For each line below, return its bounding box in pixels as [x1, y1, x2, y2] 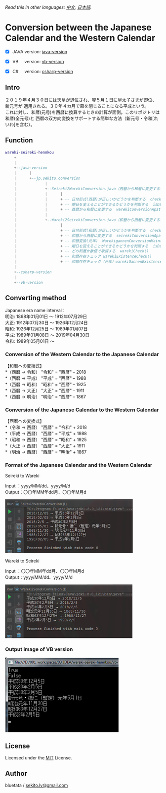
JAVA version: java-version [12, 48, 68, 54]
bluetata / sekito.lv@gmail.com [5, 782, 68, 789]
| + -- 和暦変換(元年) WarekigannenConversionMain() [14, 238, 165, 243]
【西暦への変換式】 [5, 418, 44, 424]
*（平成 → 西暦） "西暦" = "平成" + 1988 [5, 430, 87, 436]
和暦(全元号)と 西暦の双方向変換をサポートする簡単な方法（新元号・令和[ [5, 115, 154, 121]
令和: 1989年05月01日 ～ [5, 338, 55, 344]
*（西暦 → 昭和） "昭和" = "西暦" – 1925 [5, 381, 86, 387]
